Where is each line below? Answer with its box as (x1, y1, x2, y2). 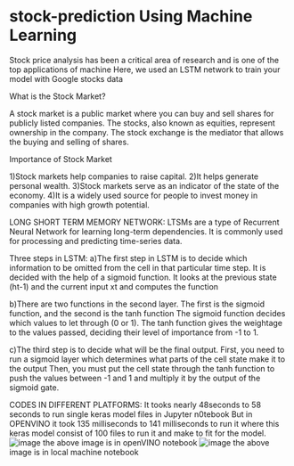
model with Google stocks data (9, 73, 123, 84)
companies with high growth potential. (9, 199, 150, 210)
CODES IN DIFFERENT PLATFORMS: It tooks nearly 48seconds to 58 (9, 399, 261, 410)
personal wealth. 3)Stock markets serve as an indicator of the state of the (9, 180, 280, 191)
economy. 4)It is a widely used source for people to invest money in (9, 190, 258, 200)
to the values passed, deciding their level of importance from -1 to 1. (9, 327, 259, 338)
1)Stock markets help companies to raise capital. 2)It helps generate (9, 171, 259, 182)
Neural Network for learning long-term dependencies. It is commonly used (9, 225, 283, 237)
